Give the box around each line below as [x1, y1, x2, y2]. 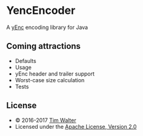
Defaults [15, 57, 36, 64]
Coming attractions [6, 41, 81, 51]
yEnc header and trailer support [15, 70, 95, 77]
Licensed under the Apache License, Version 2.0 [15, 123, 137, 130]
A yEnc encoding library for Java [6, 24, 88, 31]
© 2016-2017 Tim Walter [15, 116, 77, 124]
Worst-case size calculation [15, 76, 85, 83]
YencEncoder [6, 4, 76, 18]
